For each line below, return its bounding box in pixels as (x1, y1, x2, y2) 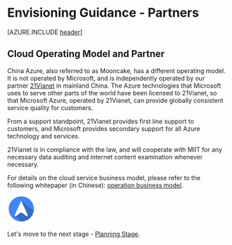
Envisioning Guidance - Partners (7, 5, 199, 21)
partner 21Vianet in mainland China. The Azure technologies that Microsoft (7, 81, 222, 90)
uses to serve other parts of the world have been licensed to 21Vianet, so (7, 88, 217, 97)
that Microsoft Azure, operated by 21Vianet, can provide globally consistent (7, 96, 224, 104)
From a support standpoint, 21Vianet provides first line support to (7, 117, 194, 125)
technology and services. (7, 132, 80, 140)
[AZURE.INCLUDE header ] (7, 28, 83, 36)
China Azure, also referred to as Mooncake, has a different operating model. (7, 66, 226, 74)
